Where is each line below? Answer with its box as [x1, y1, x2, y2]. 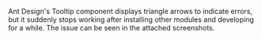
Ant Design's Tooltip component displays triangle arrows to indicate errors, [8, 7, 253, 16]
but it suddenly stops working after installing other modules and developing [8, 15, 255, 24]
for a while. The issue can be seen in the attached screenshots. [8, 23, 215, 32]
